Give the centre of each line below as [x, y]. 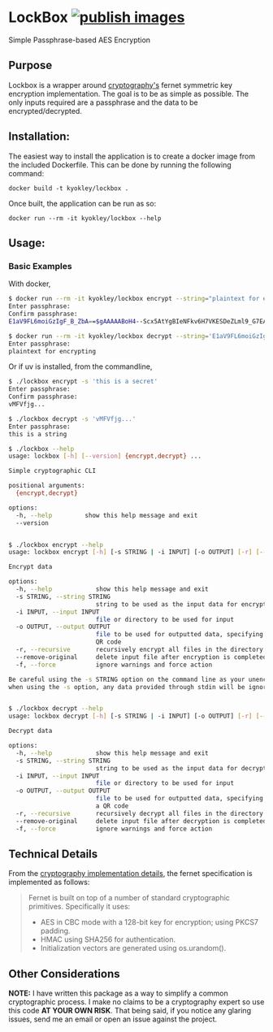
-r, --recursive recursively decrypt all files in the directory [140, 813]
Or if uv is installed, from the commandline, [80, 366]
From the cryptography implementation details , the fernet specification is [131, 874]
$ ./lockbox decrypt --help [56, 709]
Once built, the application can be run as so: [82, 203]
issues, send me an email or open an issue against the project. [113, 1019]
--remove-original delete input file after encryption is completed [141, 657]
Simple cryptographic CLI [52, 471]
